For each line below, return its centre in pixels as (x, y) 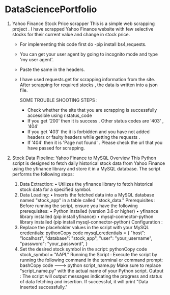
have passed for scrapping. (56, 148)
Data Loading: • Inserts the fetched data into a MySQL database (87, 194)
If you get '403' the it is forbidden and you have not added (88, 132)
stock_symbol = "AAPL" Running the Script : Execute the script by (88, 254)
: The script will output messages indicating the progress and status (91, 276)
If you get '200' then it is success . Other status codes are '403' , (95, 120)
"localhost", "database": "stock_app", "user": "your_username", (86, 238)
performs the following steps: (43, 174)
